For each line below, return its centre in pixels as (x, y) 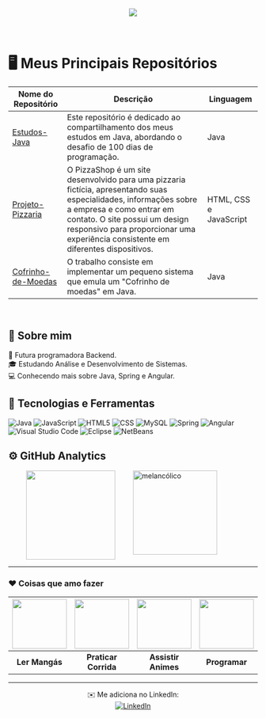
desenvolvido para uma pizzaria (126, 180)
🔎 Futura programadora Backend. (63, 355)
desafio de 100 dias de (110, 146)
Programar (226, 662)
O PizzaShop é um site (109, 169)
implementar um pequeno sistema (130, 272)
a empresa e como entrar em (120, 209)
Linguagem (230, 99)
